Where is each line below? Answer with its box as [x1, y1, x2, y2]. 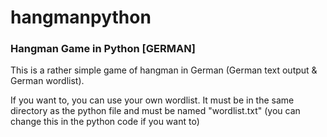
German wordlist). [10, 75, 85, 87]
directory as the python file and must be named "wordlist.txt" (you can [10, 105, 301, 117]
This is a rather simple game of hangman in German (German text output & [10, 64, 318, 76]
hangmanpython [10, 6, 152, 29]
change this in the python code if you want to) [10, 116, 200, 128]
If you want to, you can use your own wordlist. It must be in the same [10, 94, 295, 106]
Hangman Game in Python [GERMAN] [10, 42, 196, 56]
